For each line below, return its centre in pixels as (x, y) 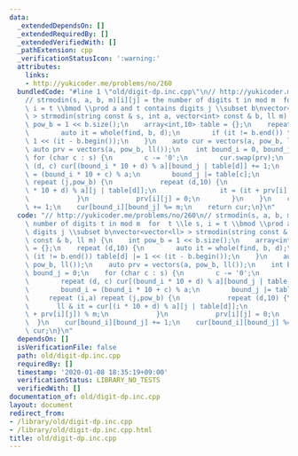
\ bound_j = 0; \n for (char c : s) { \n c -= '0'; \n (142, 273)
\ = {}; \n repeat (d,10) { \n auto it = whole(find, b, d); (157, 248)
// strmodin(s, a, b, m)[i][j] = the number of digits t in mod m (150, 100)
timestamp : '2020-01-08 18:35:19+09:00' (93, 372)
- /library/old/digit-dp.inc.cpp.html (81, 430)
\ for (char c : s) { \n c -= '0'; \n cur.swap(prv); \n (154, 157)
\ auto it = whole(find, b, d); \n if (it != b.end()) (154, 133)
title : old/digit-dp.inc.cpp (63, 438)
